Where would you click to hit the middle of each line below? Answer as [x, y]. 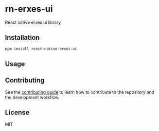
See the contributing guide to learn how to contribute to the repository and [80, 92]
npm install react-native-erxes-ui [41, 49]
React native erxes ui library [33, 22]
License [17, 113]
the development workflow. [32, 97]
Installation [22, 38]
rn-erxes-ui [29, 9]
